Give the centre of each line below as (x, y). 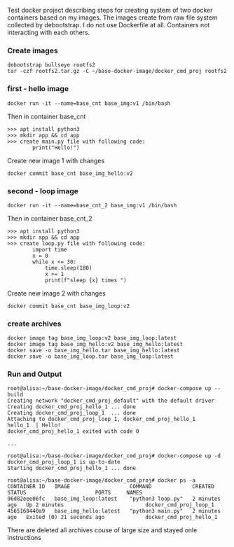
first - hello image (38, 89)
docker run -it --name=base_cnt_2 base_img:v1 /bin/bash (92, 205)
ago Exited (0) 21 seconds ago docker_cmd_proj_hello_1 (112, 518)
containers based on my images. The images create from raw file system (112, 18)
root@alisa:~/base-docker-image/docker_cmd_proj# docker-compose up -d (114, 456)
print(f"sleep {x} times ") (86, 280)
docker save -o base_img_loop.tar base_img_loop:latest (90, 356)
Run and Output (35, 374)
